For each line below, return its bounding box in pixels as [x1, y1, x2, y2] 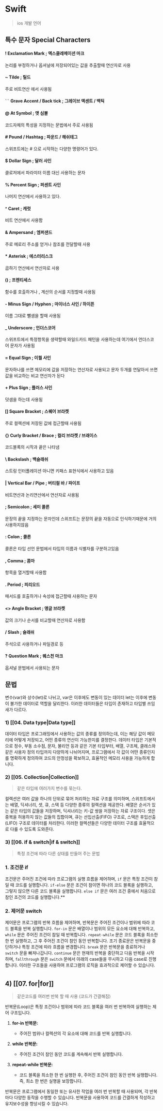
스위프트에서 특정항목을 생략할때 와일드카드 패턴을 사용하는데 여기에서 [5, 337, 137, 343]
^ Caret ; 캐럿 [5, 205, 31, 211]
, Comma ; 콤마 [5, 558, 35, 564]
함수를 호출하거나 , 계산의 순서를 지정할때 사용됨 [5, 289, 96, 295]
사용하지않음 [5, 522, 29, 527]
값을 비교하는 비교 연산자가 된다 [5, 372, 65, 379]
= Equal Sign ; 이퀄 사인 [5, 355, 51, 361]
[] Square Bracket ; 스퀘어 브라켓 [5, 408, 69, 414]
